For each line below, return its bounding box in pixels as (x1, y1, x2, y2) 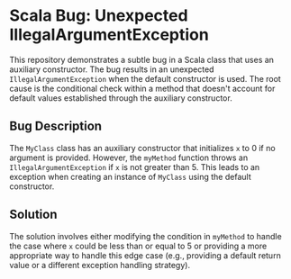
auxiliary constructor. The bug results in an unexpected (9, 64, 214, 75)
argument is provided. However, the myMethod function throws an (9, 152, 249, 163)
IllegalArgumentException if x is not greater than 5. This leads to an (9, 161, 260, 172)
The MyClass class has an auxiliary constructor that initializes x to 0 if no (9, 142, 277, 153)
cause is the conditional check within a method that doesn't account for (9, 83, 276, 94)
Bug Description (9, 119, 102, 134)
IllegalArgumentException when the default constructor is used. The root (9, 73, 281, 84)
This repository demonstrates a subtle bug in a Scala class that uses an (9, 54, 275, 65)
